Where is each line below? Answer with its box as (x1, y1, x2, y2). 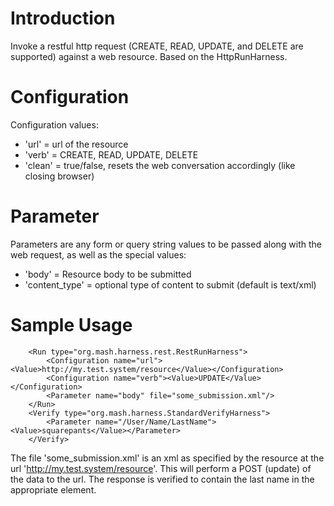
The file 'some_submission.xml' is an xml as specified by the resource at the (10, 452, 325, 464)
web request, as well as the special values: (10, 248, 187, 261)
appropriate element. (10, 483, 97, 496)
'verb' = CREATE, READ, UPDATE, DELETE (24, 148, 199, 161)
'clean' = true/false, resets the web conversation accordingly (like (24, 159, 296, 171)
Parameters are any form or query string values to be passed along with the (10, 238, 323, 250)
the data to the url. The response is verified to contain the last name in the (10, 473, 315, 485)
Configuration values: (10, 118, 99, 131)
